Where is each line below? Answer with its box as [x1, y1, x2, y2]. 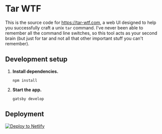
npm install [12, 78, 37, 83]
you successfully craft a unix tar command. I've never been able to [5, 24, 144, 30]
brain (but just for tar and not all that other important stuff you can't [5, 35, 144, 41]
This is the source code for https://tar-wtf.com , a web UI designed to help [5, 19, 157, 25]
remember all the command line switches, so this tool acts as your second [5, 30, 158, 36]
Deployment [5, 110, 44, 119]
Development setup [5, 55, 68, 64]
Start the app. [12, 87, 42, 93]
